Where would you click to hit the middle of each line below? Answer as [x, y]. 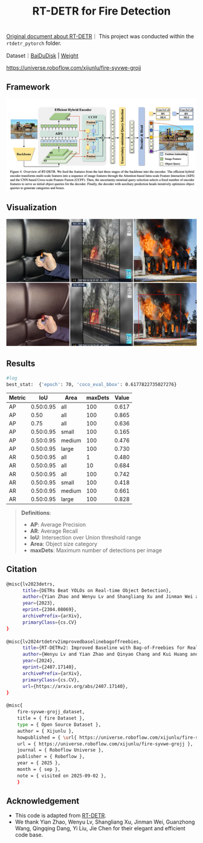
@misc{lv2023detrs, [31, 584]
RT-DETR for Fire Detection [101, 11]
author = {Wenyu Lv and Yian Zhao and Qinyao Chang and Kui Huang [105, 655]
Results [21, 363]
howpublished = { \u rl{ [47, 738]
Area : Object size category [64, 544]
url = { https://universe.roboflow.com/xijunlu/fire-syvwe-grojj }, [105, 744]
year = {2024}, [39, 661]
